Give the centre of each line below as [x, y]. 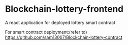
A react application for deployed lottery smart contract [60, 22]
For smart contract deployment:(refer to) [46, 32]
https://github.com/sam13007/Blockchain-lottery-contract [64, 37]
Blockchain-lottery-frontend [64, 9]
